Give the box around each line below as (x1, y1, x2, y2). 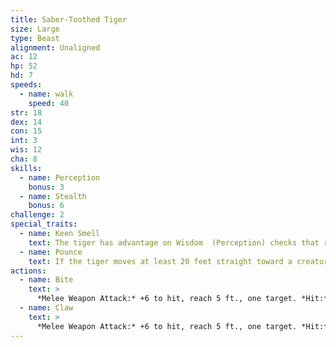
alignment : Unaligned (10, 42, 101, 53)
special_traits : (10, 219, 78, 230)
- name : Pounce (19, 247, 83, 257)
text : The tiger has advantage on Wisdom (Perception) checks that (28, 237, 320, 248)
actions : (10, 266, 47, 276)
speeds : (10, 80, 43, 90)
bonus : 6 (28, 201, 65, 211)
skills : (10, 163, 43, 173)
